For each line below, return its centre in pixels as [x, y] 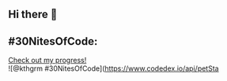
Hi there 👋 [33, 15]
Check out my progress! [47, 61]
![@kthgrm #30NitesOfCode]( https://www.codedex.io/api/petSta [114, 68]
